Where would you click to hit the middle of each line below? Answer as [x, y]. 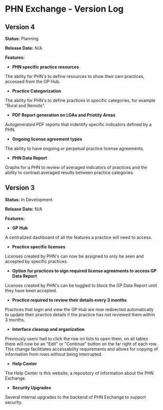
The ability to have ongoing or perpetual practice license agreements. [75, 149]
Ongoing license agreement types [47, 139]
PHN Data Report [30, 158]
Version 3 [20, 188]
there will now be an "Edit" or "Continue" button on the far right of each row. [81, 344]
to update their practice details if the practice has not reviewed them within [80, 315]
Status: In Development [29, 199]
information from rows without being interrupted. [54, 354]
